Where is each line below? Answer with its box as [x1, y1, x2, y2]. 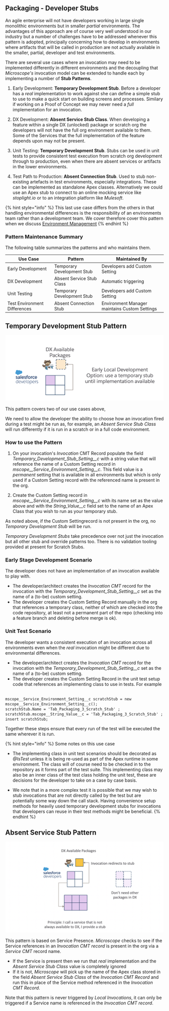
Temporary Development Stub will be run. [5, 523, 92, 529]
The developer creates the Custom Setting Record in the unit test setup [12, 675, 160, 682]
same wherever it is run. [5, 731, 55, 737]
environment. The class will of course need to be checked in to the [12, 761, 151, 767]
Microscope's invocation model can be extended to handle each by [5, 70, 145, 76]
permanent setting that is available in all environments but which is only [12, 471, 161, 478]
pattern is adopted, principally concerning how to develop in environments [5, 39, 160, 45]
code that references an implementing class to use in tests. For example [12, 681, 162, 687]
